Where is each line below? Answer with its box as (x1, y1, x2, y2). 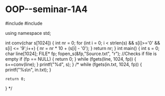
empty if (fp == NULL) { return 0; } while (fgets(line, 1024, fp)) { (5, 56, 137, 62)
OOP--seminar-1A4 (5, 4, 88, 15)
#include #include (5, 20, 43, 26)
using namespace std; (5, 30, 51, 36)
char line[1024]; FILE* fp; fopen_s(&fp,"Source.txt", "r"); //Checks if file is (5, 51, 157, 57)
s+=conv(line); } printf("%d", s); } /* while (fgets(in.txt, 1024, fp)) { (5, 61, 142, 67)
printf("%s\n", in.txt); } (5, 67, 51, 73)
